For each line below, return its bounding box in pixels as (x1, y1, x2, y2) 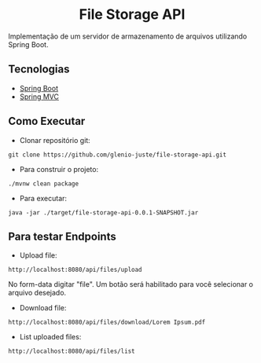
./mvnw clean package (8, 179, 79, 188)
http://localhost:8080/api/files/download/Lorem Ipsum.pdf (8, 318, 206, 327)
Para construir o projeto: (19, 164, 99, 174)
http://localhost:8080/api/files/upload (8, 266, 143, 274)
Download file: (19, 303, 67, 313)
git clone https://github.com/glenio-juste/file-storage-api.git (8, 151, 226, 159)
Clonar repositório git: (19, 135, 90, 145)
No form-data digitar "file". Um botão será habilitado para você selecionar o (8, 280, 254, 289)
